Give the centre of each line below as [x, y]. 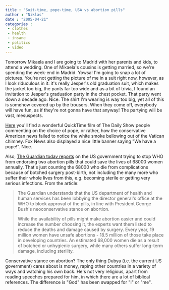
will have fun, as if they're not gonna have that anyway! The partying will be [84, 110]
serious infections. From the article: [42, 183]
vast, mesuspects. [24, 115]
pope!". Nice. [19, 146]
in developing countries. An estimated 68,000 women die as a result [89, 240]
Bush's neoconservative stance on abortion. [64, 209]
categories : [19, 24]
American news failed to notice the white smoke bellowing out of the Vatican [85, 136]
